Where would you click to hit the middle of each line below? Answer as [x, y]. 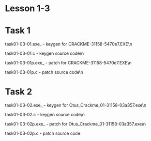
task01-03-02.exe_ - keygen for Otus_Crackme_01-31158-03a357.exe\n [76, 105]
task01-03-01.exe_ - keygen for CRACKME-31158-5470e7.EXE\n [69, 44]
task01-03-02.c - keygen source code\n [45, 115]
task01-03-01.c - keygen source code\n [45, 53]
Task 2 [19, 92]
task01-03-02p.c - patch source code [43, 133]
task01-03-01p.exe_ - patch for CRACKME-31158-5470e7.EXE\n [68, 63]
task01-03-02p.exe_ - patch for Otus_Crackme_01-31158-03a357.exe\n [75, 124]
